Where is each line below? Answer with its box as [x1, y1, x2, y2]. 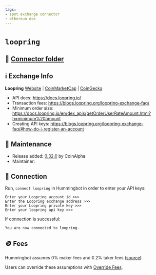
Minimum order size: [12, 105, 54, 111]
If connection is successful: [5, 216, 60, 222]
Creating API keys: [12, 121, 50, 127]
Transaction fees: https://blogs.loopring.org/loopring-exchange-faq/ [12, 100, 150, 106]
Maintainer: [12, 158, 35, 164]
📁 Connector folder [5, 55, 64, 63]
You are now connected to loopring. [5, 226, 79, 231]
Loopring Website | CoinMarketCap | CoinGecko [5, 85, 102, 91]
